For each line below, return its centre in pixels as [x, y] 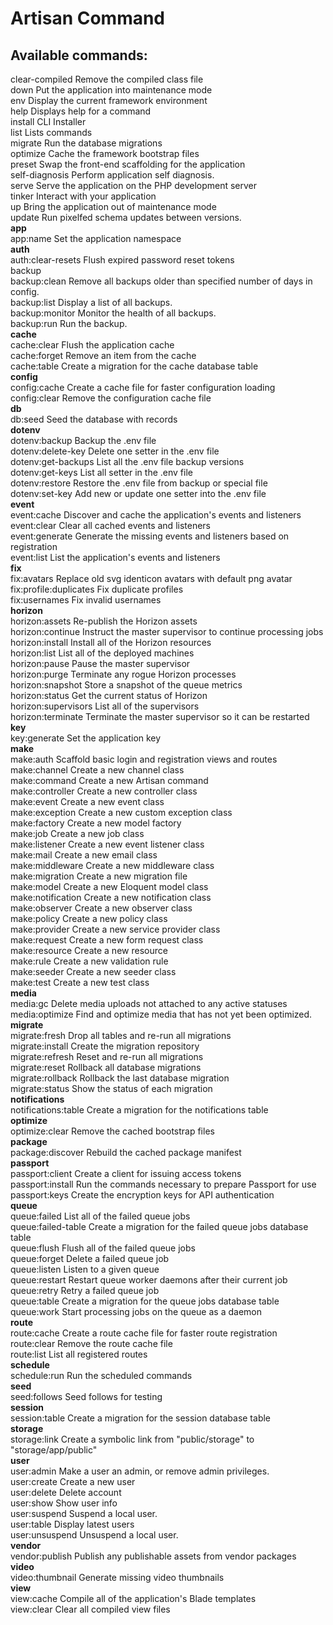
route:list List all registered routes [79, 1354]
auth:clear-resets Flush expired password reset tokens [122, 260]
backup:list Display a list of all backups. [91, 302]
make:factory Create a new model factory [96, 823]
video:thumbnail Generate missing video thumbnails [117, 1577]
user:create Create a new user [73, 1481]
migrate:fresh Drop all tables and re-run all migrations [121, 1035]
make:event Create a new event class [87, 801]
